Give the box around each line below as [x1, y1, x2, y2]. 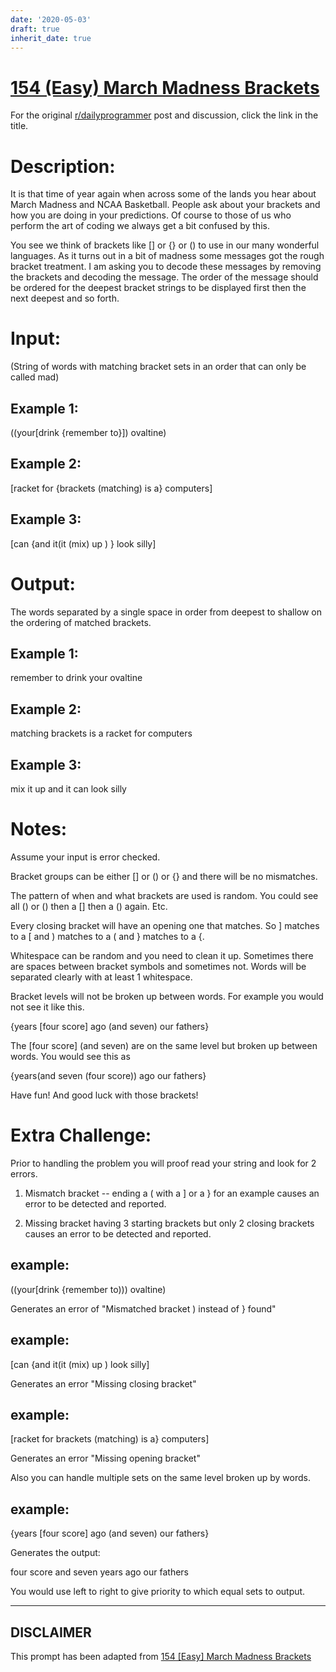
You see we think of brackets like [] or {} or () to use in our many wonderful [10, 239, 320, 251]
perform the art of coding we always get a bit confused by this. [10, 220, 270, 232]
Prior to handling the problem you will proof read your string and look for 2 [10, 1157, 317, 1169]
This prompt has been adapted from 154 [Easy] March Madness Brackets [10, 1650, 312, 1662]
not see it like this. [10, 1001, 85, 1013]
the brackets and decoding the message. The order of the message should [10, 271, 319, 283]
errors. [10, 1167, 38, 1180]
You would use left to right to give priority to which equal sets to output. [10, 1586, 306, 1598]
